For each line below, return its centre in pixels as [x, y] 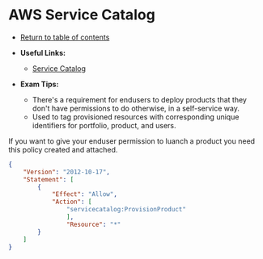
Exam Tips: [39, 84]
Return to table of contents [65, 37]
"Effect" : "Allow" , [84, 194]
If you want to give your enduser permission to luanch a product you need [132, 141]
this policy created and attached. [63, 149]
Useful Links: [43, 52]
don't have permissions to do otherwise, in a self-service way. [136, 108]
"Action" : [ [72, 202]
